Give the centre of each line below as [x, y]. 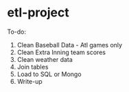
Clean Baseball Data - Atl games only [69, 45]
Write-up [30, 81]
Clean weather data [45, 59]
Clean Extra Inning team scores [61, 52]
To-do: [16, 32]
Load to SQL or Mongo [49, 74]
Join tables [33, 67]
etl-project [38, 13]
